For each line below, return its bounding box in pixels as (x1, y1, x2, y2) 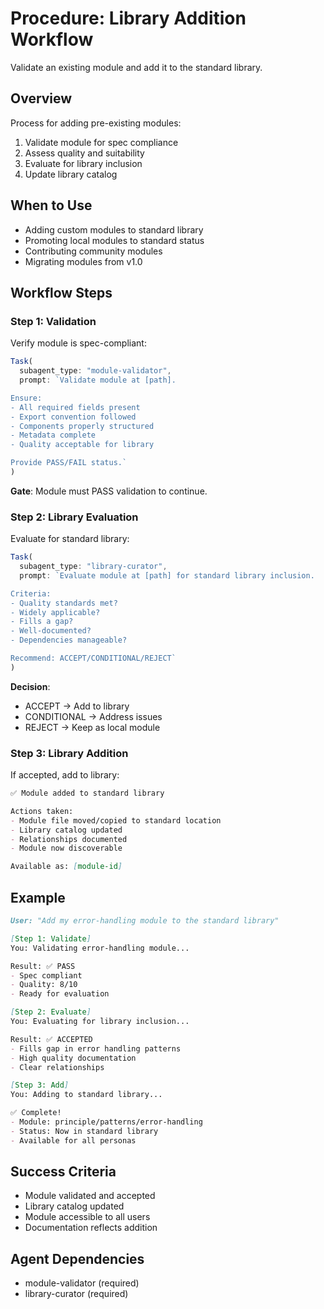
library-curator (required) (24, 1288, 129, 1300)
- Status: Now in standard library (10, 1126, 159, 1136)
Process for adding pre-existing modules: (10, 117, 182, 129)
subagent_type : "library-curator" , (19, 562, 168, 572)
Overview (10, 90, 73, 107)
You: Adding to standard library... (10, 1090, 163, 1100)
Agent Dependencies (10, 1250, 145, 1267)
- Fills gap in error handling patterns (10, 1043, 182, 1054)
